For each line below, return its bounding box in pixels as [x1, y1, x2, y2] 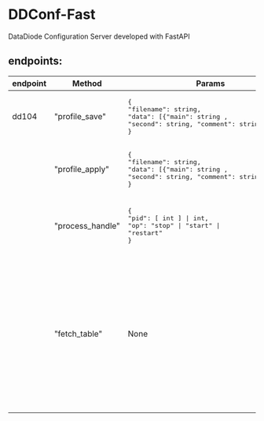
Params [196, 77, 225, 88]
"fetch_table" [53, 329, 103, 340]
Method [71, 77, 102, 88]
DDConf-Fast [8, 6, 96, 24]
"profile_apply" [53, 164, 110, 175]
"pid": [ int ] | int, [127, 214, 209, 222]
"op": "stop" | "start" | [127, 222, 221, 230]
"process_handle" [53, 220, 120, 231]
